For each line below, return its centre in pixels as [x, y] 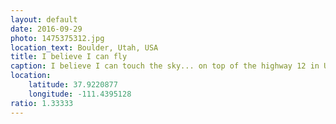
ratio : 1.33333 [42, 103]
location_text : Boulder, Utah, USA [84, 47]
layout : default [44, 19]
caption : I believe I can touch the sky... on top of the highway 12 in [165, 66]
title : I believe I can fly [69, 57]
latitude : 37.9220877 [73, 85]
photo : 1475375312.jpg [57, 38]
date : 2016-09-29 [46, 29]
